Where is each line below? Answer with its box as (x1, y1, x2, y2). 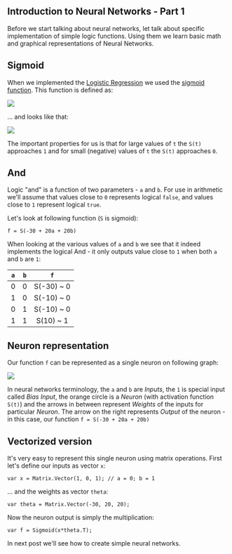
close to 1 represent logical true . (7, 200, 102, 209)
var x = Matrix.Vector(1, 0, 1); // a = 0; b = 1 (7, 475, 156, 482)
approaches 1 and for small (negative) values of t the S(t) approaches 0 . (7, 147, 218, 155)
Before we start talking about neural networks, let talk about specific (7, 24, 205, 32)
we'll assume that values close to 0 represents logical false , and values (7, 193, 214, 202)
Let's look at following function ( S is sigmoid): (7, 214, 139, 223)
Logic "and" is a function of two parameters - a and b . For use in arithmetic (7, 185, 223, 194)
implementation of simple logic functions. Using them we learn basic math (7, 32, 221, 40)
